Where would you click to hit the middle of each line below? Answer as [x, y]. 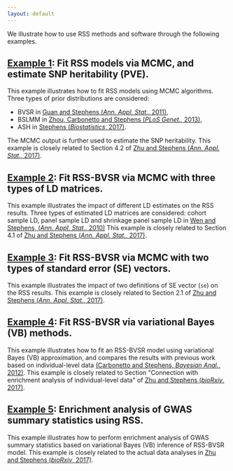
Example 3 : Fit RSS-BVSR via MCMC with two [108, 257]
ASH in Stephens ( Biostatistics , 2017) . [72, 127]
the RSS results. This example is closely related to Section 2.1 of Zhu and [112, 293]
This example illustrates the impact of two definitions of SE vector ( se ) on [113, 286]
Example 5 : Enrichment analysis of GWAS [100, 410]
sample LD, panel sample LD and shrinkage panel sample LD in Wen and [112, 220]
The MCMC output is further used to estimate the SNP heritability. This [109, 140]
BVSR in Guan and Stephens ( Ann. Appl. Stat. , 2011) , [93, 112]
